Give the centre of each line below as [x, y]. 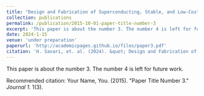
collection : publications [39, 18]
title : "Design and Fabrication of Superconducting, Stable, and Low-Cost [103, 12]
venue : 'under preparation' [42, 40]
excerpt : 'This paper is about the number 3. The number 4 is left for [99, 29]
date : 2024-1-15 [27, 35]
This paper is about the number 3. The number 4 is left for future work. [95, 69]
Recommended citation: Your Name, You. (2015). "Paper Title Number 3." [98, 80]
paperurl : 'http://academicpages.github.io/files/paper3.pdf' [87, 46]
